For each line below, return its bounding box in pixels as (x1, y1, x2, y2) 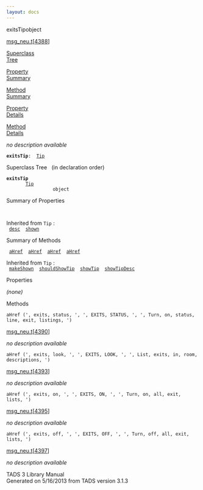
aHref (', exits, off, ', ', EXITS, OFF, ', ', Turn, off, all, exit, (6, 431, 190, 437)
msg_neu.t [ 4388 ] (6, 37, 50, 45)
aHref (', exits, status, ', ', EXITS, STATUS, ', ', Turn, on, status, (6, 312, 195, 318)
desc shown (9, 225, 40, 232)
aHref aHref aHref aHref (9, 248, 80, 254)
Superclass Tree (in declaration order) (6, 163, 105, 171)
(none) (6, 288, 23, 295)
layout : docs (6, 9, 40, 15)
